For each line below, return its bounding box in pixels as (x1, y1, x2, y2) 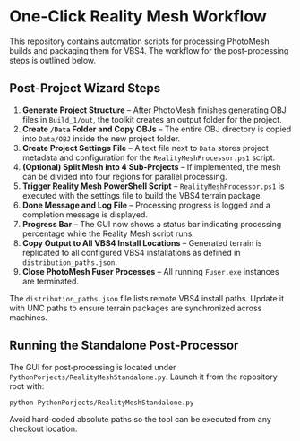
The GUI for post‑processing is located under (9, 361, 176, 372)
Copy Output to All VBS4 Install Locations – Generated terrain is (21, 237, 262, 248)
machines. (9, 311, 47, 323)
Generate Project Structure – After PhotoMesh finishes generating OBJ (21, 105, 287, 115)
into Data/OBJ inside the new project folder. (21, 132, 181, 144)
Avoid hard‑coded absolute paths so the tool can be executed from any (9, 414, 271, 425)
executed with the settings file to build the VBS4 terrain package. (21, 190, 262, 200)
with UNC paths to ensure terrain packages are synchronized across (9, 302, 262, 313)
